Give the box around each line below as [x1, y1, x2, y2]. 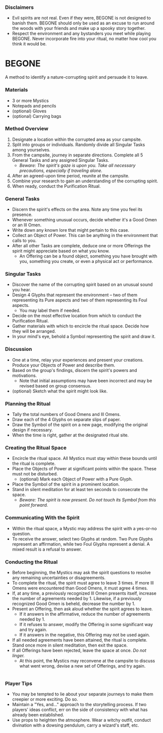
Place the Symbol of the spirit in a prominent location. [12, 481, 120, 487]
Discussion [5, 346, 33, 353]
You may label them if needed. [19, 307, 81, 314]
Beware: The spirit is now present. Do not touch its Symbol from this [19, 497, 157, 503]
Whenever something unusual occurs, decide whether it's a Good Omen [12, 217, 157, 223]
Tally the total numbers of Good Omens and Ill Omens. [12, 411, 121, 417]
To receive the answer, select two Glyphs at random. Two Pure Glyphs [12, 536, 153, 541]
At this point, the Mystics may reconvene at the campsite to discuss [19, 658, 155, 664]
